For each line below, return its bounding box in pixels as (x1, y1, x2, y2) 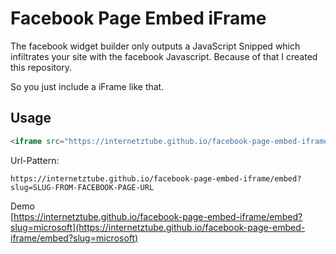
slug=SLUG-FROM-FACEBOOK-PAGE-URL (10, 182, 155, 192)
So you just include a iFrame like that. (10, 80, 165, 92)
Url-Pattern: (10, 154, 60, 166)
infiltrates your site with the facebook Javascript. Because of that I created (10, 50, 318, 62)
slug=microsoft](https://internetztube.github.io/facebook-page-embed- (10, 221, 306, 233)
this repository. (10, 61, 73, 73)
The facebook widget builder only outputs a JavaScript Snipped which (10, 40, 301, 52)
